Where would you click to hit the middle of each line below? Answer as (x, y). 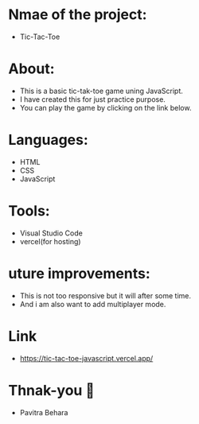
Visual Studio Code (51, 233)
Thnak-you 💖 (52, 390)
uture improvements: (80, 273)
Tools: (29, 211)
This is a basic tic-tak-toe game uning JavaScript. (101, 91)
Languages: (49, 140)
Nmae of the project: (78, 15)
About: (31, 69)
